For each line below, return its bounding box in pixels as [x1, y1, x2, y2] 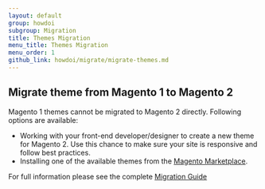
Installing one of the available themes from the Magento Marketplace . [19, 156, 248, 166]
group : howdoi [8, 19, 56, 27]
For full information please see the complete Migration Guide [8, 171, 208, 181]
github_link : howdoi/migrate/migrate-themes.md [8, 57, 170, 65]
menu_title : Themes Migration [8, 41, 109, 49]
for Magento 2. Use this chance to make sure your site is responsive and [19, 139, 258, 148]
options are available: [8, 115, 79, 124]
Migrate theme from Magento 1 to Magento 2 [8, 85, 233, 100]
